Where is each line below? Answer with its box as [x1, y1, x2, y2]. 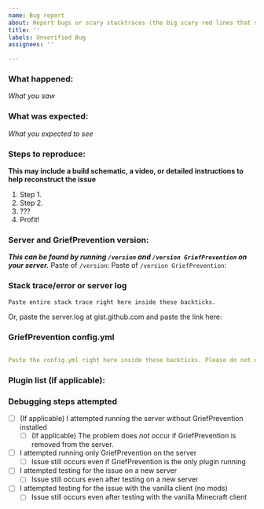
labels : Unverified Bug [8, 33, 86, 42]
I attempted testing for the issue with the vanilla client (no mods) [19, 484, 228, 493]
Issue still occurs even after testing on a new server [31, 474, 199, 484]
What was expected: [8, 111, 89, 122]
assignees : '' [8, 41, 55, 49]
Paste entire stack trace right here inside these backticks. [8, 298, 216, 306]
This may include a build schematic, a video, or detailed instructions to [8, 167, 244, 176]
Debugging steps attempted [8, 396, 118, 407]
